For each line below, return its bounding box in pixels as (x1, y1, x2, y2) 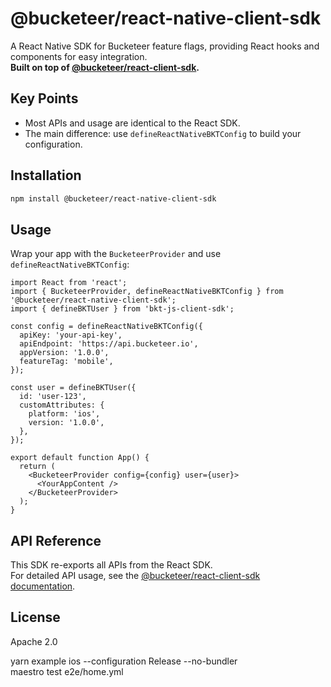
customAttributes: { (19, 400, 105, 411)
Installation (10, 167, 82, 184)
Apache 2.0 (10, 635, 58, 647)
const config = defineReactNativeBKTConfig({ (10, 322, 203, 332)
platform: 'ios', (28, 409, 101, 419)
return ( (19, 462, 56, 472)
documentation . (10, 580, 76, 592)
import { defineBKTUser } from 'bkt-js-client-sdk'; (10, 304, 235, 314)
